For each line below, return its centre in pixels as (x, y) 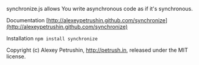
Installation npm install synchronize (52, 38)
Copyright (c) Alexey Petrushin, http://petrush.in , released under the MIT (97, 50)
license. (16, 56)
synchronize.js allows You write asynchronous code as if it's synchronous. (100, 9)
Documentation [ (27, 20)
